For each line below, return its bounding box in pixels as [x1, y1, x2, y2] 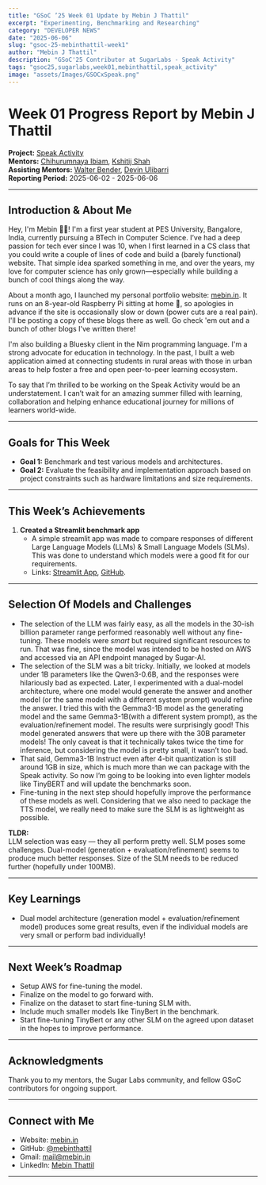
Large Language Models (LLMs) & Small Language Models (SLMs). [31, 543, 249, 551]
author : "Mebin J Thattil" [8, 48, 97, 56]
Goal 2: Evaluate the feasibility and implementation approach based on [19, 466, 252, 475]
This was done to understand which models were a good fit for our [31, 550, 249, 560]
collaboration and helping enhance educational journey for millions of [8, 397, 235, 407]
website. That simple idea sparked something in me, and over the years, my [8, 259, 255, 268]
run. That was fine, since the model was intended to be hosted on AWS [19, 644, 252, 654]
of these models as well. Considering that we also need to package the [19, 796, 252, 805]
